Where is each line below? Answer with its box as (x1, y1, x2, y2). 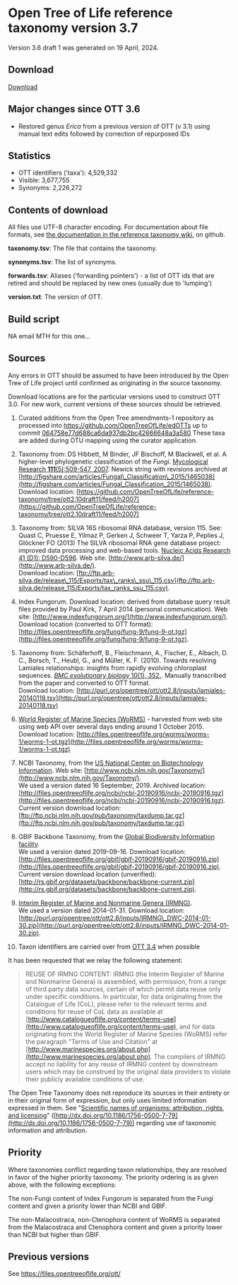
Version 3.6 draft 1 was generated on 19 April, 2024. (8, 43, 159, 52)
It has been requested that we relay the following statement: (8, 956, 183, 964)
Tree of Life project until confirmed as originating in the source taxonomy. (8, 378, 222, 387)
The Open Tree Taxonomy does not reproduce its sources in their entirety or (8, 1089, 230, 1097)
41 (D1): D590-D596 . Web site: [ (18, 553, 112, 562)
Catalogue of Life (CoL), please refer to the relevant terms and (25, 999, 207, 1008)
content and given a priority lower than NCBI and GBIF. (8, 1202, 168, 1210)
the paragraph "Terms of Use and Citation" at (25, 1037, 158, 1045)
